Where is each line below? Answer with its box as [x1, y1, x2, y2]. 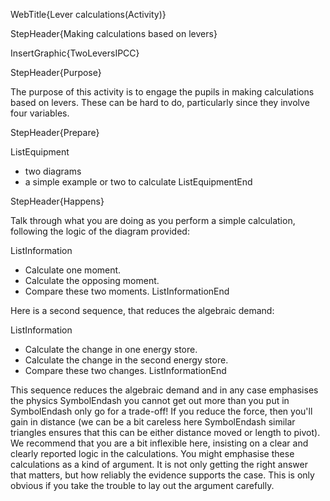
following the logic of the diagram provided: [10, 225, 190, 237]
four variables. [10, 107, 70, 119]
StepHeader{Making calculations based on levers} [10, 28, 218, 39]
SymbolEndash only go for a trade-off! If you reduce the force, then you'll [10, 405, 313, 417]
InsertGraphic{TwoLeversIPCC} [10, 47, 140, 59]
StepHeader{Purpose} [10, 67, 102, 78]
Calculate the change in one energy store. [24, 344, 198, 355]
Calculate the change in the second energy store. [24, 354, 229, 366]
